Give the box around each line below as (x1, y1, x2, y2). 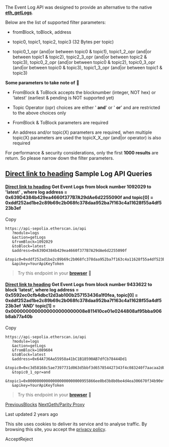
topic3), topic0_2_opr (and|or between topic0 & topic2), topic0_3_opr (12, 59, 156, 65)
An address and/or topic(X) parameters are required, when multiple (12, 129, 152, 135)
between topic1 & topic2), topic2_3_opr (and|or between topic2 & (12, 54, 147, 60)
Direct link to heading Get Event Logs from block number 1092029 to (5, 184, 152, 190)
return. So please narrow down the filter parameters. (5, 155, 114, 161)
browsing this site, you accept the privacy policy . (5, 426, 107, 432)
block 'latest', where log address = (5, 287, 79, 293)
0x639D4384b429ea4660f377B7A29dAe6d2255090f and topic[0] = (5, 194, 153, 200)
